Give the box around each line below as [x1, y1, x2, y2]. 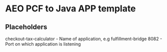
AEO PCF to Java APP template [5, 3, 136, 14]
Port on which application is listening [5, 41, 81, 47]
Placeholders [5, 23, 47, 31]
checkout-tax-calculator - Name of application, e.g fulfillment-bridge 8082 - [5, 36, 162, 42]
